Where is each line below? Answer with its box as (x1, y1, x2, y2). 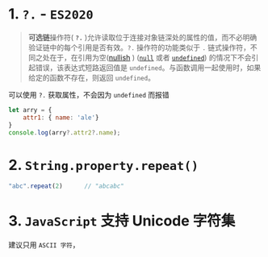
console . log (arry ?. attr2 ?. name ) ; (8, 128, 121, 137)
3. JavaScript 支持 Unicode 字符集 (8, 212, 236, 230)
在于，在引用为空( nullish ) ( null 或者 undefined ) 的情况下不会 (49, 52, 252, 62)
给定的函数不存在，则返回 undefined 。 (27, 73, 156, 82)
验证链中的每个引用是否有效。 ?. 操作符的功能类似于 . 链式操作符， (27, 42, 251, 52)
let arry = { (8, 106, 52, 114)
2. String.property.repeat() (8, 155, 199, 174)
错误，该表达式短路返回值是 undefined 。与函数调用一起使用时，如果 (35, 62, 262, 73)
